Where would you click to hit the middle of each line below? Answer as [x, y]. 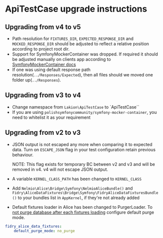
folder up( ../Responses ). [36, 80]
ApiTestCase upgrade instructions [76, 9]
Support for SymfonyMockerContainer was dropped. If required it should [85, 54]
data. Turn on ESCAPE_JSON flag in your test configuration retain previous [84, 149]
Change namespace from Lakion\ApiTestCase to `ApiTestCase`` [76, 107]
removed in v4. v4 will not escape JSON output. [60, 169]
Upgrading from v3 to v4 [43, 95]
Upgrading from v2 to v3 [43, 133]
